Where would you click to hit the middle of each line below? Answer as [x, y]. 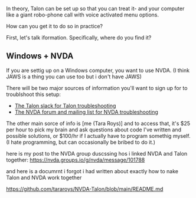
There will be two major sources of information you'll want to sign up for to [97, 88]
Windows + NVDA [40, 56]
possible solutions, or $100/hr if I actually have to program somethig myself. [98, 136]
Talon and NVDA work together [44, 177]
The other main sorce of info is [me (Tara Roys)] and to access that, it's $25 [98, 123]
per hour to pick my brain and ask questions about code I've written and [94, 130]
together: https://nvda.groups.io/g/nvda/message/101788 [76, 160]
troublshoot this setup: [33, 94]
